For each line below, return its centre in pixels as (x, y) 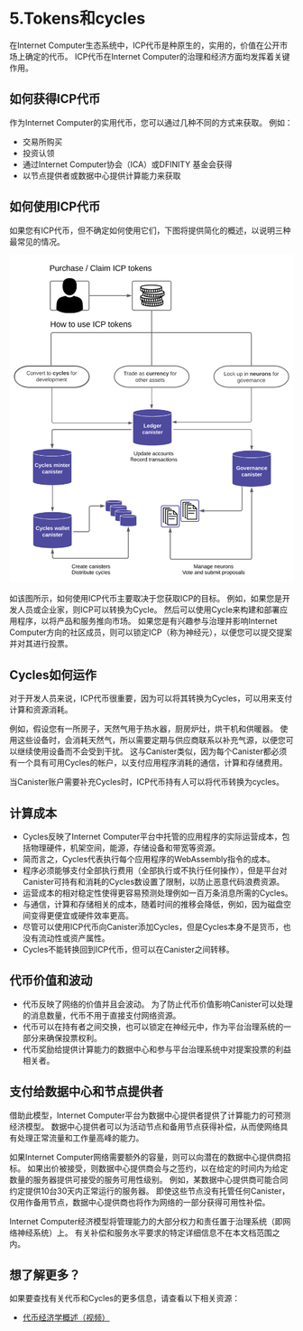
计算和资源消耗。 (41, 710)
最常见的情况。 (37, 241)
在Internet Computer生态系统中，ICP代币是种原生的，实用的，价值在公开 (145, 45)
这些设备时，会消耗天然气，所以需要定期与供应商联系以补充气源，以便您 (151, 740)
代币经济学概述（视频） (66, 1317)
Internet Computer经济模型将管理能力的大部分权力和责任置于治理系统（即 (146, 1221)
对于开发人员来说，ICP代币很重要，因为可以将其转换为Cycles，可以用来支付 (151, 698)
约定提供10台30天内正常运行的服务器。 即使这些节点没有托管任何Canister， (150, 1191)
